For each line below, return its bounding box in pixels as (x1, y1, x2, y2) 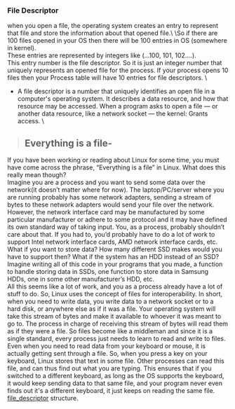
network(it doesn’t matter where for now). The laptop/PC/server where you (7, 186, 224, 194)
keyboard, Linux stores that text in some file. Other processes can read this (7, 356, 224, 366)
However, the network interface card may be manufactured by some (7, 208, 205, 216)
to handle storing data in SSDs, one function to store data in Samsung (7, 268, 209, 276)
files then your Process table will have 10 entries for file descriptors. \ (7, 74, 208, 82)
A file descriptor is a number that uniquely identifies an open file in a (17, 87, 215, 96)
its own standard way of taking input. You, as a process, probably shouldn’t (7, 223, 225, 231)
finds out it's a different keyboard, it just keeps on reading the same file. (7, 387, 215, 395)
